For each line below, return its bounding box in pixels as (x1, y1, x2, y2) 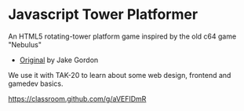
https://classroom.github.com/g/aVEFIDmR (8, 94, 147, 103)
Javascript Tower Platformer (8, 6, 198, 24)
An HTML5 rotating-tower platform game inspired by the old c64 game (8, 31, 237, 41)
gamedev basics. (8, 79, 64, 88)
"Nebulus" (8, 39, 42, 49)
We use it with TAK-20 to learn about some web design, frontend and (8, 70, 231, 80)
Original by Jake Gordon (19, 55, 99, 65)
